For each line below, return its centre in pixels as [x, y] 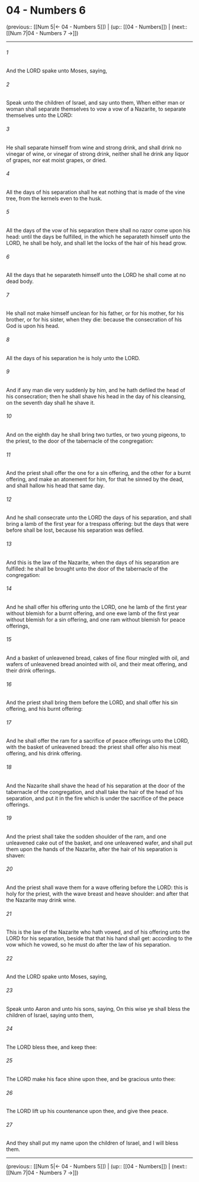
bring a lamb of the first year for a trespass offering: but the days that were [97, 524]
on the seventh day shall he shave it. [51, 402]
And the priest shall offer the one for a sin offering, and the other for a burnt [99, 473]
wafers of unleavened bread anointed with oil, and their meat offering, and [97, 664]
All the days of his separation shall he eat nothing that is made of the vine [96, 192]
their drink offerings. [31, 670]
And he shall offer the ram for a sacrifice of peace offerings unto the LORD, [98, 741]
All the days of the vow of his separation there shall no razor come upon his [98, 230]
